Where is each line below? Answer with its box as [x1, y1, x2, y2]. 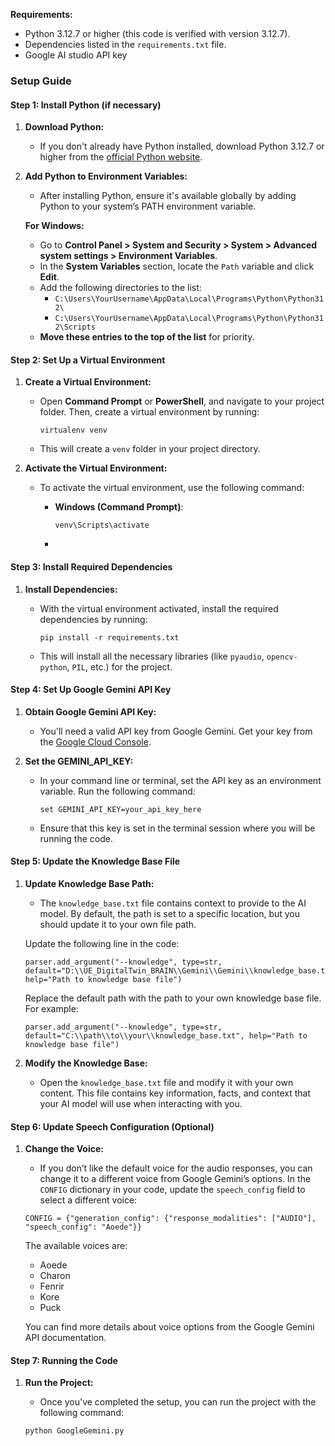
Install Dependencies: [24, 583, 118, 595]
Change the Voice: [24, 1143, 104, 1155]
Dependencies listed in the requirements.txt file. [24, 39, 227, 50]
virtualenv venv [39, 425, 108, 436]
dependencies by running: [39, 613, 148, 625]
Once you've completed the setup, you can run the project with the [39, 1396, 317, 1408]
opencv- [266, 652, 298, 662]
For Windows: [24, 220, 85, 232]
